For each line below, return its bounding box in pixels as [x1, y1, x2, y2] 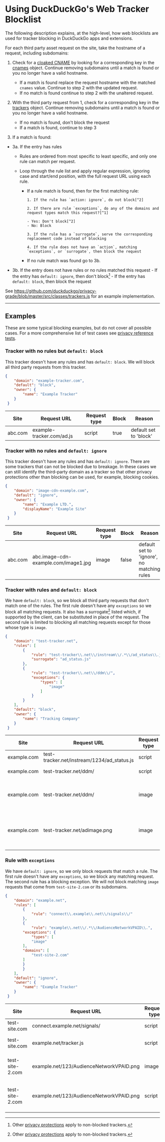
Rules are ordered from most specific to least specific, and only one [19, 153, 157, 159]
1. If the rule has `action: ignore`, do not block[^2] [27, 197, 144, 202]
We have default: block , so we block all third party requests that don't [5, 598, 149, 604]
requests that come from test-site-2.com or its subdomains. [5, 884, 128, 890]
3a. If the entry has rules [12, 143, 62, 149]
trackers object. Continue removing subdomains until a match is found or [12, 105, 160, 111]
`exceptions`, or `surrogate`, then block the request [27, 249, 141, 254]
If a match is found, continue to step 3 [19, 124, 97, 131]
